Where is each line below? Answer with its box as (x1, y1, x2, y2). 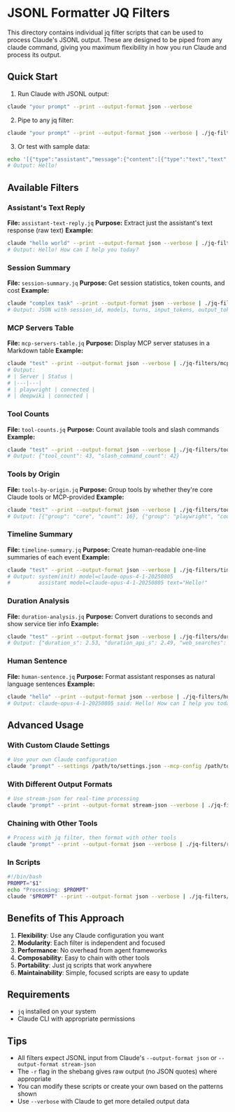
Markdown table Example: (7, 346, 84, 355)
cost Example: (7, 286, 50, 294)
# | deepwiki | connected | (7, 392, 90, 399)
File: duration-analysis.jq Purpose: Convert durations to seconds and (7, 612, 213, 621)
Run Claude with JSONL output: (17, 89, 110, 98)
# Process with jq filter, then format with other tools (7, 834, 177, 842)
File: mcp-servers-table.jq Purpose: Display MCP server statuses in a (7, 339, 210, 347)
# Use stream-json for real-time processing (7, 795, 139, 802)
